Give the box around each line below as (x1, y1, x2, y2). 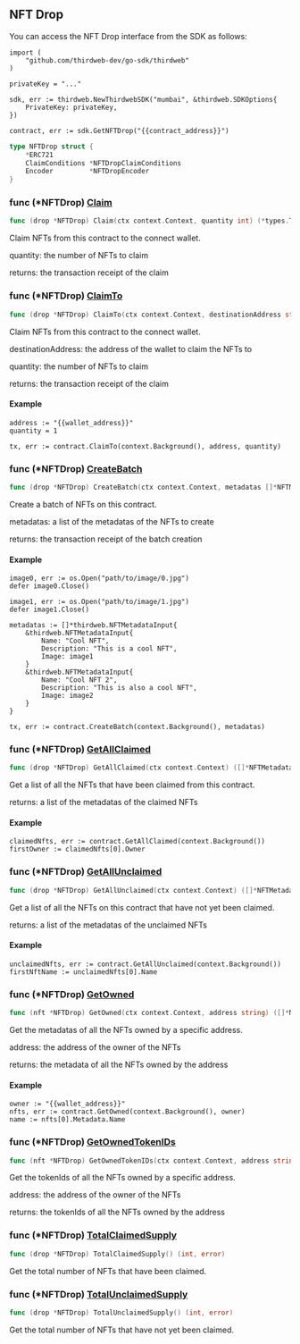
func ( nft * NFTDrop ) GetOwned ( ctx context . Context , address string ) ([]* (9, 1009, 290, 1018)
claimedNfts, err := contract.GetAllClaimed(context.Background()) (9, 837, 266, 846)
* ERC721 (25, 150, 54, 159)
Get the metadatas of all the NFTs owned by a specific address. (9, 1025, 243, 1036)
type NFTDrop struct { (9, 142, 94, 151)
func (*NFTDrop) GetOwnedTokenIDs (9, 1136, 176, 1148)
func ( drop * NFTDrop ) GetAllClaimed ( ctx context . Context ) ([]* (9, 763, 250, 772)
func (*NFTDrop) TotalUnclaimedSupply (9, 1288, 188, 1300)
